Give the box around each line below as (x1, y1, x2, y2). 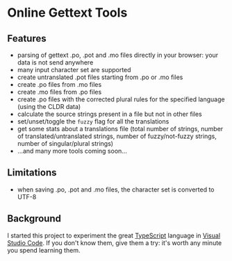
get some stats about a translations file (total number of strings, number (17, 125, 224, 133)
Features (7, 33, 47, 44)
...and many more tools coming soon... (17, 147, 127, 155)
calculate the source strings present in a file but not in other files (17, 110, 203, 118)
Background (7, 213, 61, 225)
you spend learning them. (7, 246, 81, 254)
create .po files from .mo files (17, 81, 102, 88)
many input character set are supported (17, 66, 131, 74)
